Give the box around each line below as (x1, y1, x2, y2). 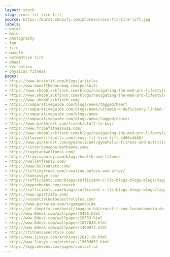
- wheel (5, 60, 21, 65)
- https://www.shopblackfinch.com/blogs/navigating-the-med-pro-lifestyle (5, 93, 166, 98)
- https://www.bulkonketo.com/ (5, 163, 71, 168)
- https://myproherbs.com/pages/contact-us (5, 244, 98, 249)
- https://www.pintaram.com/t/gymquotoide (5, 202, 96, 207)
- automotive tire (5, 54, 44, 60)
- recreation (5, 64, 32, 69)
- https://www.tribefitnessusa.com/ (5, 126, 82, 131)
